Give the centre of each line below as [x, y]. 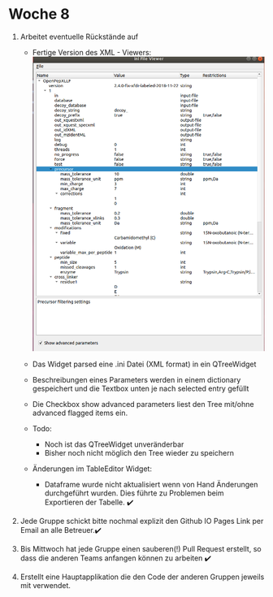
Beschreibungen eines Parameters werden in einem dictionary [136, 380]
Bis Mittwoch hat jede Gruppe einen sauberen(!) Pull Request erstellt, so [141, 549]
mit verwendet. [45, 586]
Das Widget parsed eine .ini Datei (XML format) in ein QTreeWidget [144, 364]
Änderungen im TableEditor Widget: [92, 469]
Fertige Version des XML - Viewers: [92, 52]
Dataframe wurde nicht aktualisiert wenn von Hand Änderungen [151, 485]
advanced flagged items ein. [80, 413]
